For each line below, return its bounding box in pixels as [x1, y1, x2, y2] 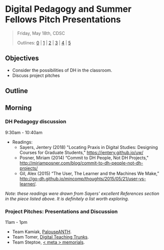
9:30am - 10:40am [5, 129, 43, 135]
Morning [5, 104, 32, 112]
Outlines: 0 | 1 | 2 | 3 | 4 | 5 [17, 39, 71, 45]
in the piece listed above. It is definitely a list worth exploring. [5, 196, 129, 202]
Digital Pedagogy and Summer [5, 3, 132, 15]
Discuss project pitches [12, 72, 60, 78]
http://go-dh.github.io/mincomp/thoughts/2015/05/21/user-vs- [19, 176, 146, 181]
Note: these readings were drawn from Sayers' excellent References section [5, 190, 160, 196]
